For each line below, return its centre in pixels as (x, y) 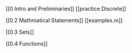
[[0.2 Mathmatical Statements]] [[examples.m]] (64, 20)
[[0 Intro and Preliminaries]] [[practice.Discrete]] (66, 9)
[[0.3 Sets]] (20, 32)
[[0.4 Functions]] (27, 44)
